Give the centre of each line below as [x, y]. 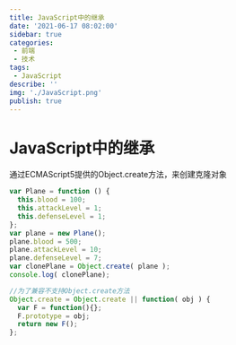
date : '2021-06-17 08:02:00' [64, 26]
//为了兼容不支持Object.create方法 [70, 291]
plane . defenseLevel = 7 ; [56, 258]
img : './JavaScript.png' [56, 92]
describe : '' [34, 84]
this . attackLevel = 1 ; [60, 208]
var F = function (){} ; [60, 307]
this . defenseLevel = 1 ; [61, 216]
